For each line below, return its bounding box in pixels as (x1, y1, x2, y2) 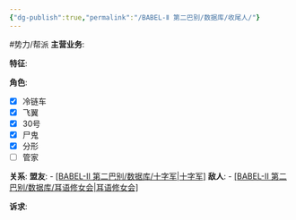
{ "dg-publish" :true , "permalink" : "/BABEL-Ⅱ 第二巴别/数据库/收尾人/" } (9, 13, 260, 22)
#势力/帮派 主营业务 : (9, 38, 85, 49)
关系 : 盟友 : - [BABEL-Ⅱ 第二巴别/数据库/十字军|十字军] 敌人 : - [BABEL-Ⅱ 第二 (9, 171, 287, 182)
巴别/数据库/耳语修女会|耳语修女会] (9, 182, 139, 192)
